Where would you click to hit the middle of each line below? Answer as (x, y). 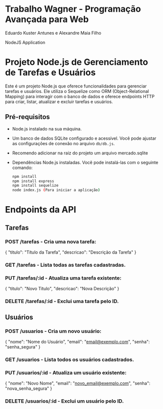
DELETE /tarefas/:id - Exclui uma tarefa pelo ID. (62, 301)
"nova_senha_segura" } (29, 388)
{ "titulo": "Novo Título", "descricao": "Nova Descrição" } (62, 289)
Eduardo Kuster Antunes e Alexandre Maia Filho (53, 33)
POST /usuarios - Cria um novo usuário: (53, 331)
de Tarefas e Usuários (50, 73)
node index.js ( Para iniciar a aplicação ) (56, 190)
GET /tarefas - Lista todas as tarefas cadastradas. (65, 265)
